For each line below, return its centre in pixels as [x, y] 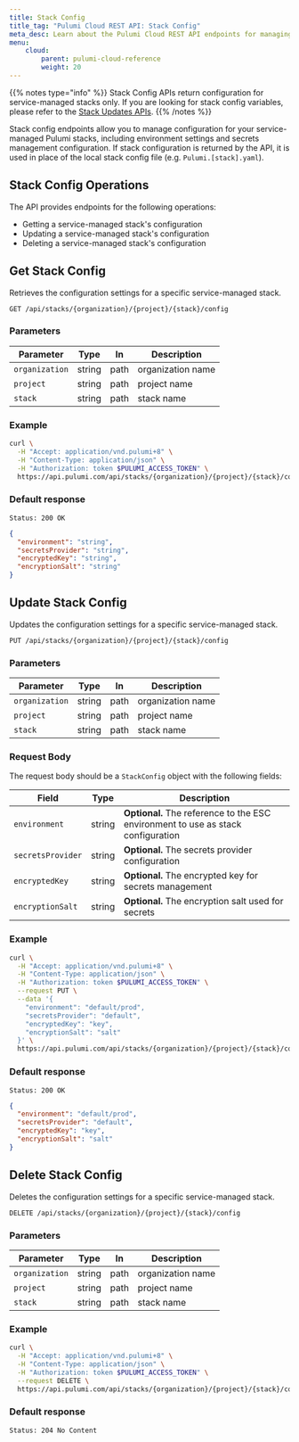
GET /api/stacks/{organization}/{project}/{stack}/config [119, 309]
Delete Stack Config [66, 1175]
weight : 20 [61, 68]
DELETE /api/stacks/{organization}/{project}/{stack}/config [125, 1213]
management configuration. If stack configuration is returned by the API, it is [149, 147]
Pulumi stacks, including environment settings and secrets [153, 138]
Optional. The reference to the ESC [197, 813]
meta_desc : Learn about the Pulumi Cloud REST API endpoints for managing [151, 34]
